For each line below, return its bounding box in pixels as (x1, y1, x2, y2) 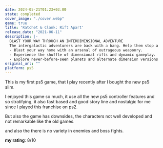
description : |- (5, 34, 38, 39)
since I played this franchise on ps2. (5, 104, 78, 110)
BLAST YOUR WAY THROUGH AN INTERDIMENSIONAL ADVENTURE (9, 39, 123, 44)
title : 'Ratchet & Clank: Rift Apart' (5, 25, 84, 30)
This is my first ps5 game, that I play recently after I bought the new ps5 (5, 79, 150, 85)
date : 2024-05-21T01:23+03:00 (5, 7, 67, 12)
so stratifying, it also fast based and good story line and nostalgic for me (5, 99, 151, 104)
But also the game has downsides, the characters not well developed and (5, 114, 153, 119)
